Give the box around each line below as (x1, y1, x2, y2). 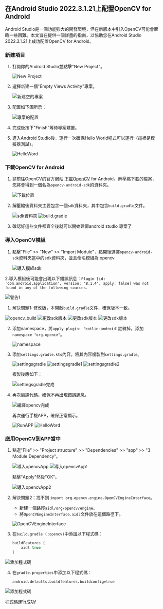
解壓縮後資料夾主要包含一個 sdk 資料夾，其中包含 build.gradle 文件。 (12, 203, 147, 208)
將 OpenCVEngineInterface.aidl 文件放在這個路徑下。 (19, 511, 123, 517)
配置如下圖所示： (12, 104, 47, 110)
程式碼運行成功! (5, 598, 36, 605)
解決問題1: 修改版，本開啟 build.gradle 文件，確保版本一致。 (12, 305, 132, 311)
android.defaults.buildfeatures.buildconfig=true (12, 579, 115, 584)
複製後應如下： (12, 371, 42, 377)
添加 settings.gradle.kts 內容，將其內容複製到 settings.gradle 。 (12, 351, 142, 357)
